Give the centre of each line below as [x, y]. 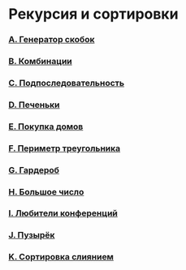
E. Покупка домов [46, 126]
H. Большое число [46, 191]
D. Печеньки [34, 105]
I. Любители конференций [63, 213]
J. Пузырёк [32, 235]
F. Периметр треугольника [65, 148]
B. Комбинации [41, 62]
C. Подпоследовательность [66, 83]
